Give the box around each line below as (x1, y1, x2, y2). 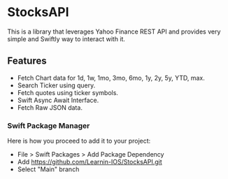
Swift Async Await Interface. (17, 96, 99, 104)
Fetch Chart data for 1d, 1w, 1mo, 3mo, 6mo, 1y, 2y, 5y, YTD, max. (17, 73, 205, 82)
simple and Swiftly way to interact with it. (7, 34, 126, 43)
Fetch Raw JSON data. (17, 103, 83, 112)
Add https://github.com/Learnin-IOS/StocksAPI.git (17, 158, 162, 166)
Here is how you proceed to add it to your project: (7, 137, 151, 145)
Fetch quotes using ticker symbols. (17, 88, 119, 96)
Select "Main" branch (17, 165, 80, 173)
